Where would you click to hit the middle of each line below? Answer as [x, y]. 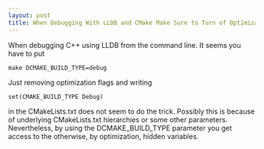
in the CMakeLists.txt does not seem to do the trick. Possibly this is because [132, 111]
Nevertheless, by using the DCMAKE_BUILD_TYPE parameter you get [120, 128]
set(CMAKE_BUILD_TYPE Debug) [56, 96]
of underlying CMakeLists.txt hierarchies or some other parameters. [118, 119]
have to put [26, 53]
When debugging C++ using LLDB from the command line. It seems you [125, 45]
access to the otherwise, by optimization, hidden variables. [103, 136]
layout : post [29, 15]
